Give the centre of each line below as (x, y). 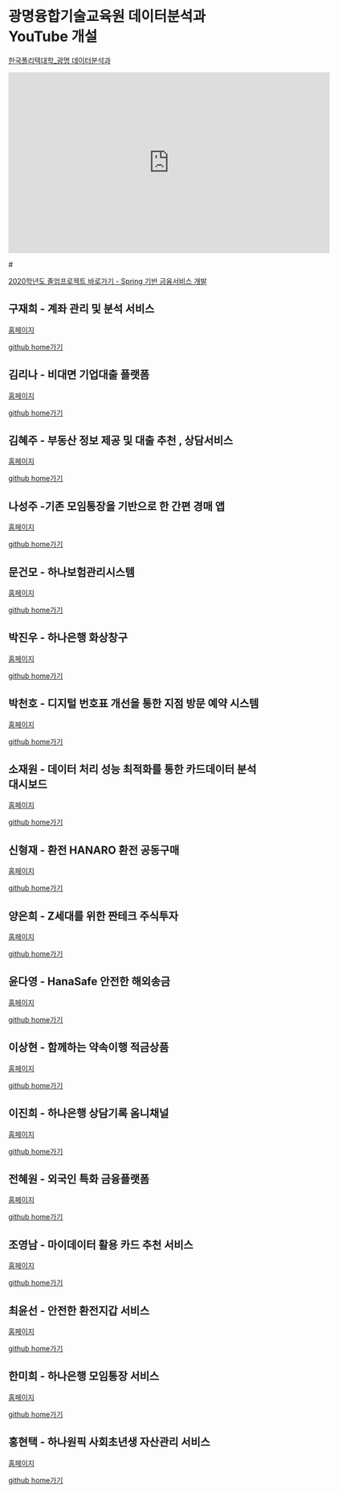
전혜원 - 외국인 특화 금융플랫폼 (79, 1179)
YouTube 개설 (53, 37)
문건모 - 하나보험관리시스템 (71, 572)
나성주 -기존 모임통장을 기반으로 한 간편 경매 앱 (117, 506)
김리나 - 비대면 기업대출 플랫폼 (79, 375)
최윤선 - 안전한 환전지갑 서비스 (79, 1311)
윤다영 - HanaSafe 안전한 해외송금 (90, 982)
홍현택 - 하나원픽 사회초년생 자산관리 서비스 (109, 1442)
